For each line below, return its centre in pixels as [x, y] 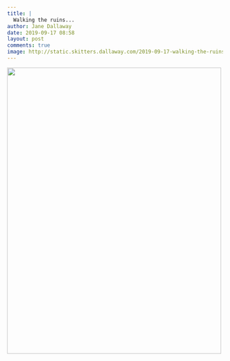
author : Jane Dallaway [39, 26]
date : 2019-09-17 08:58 [41, 33]
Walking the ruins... [44, 20]
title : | [20, 13]
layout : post [26, 39]
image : [16, 52]
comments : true [29, 45]
